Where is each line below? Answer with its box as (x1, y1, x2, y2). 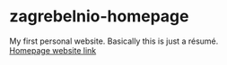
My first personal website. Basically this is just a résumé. (9, 36, 219, 46)
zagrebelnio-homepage (9, 6, 189, 27)
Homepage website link (9, 45, 97, 55)
